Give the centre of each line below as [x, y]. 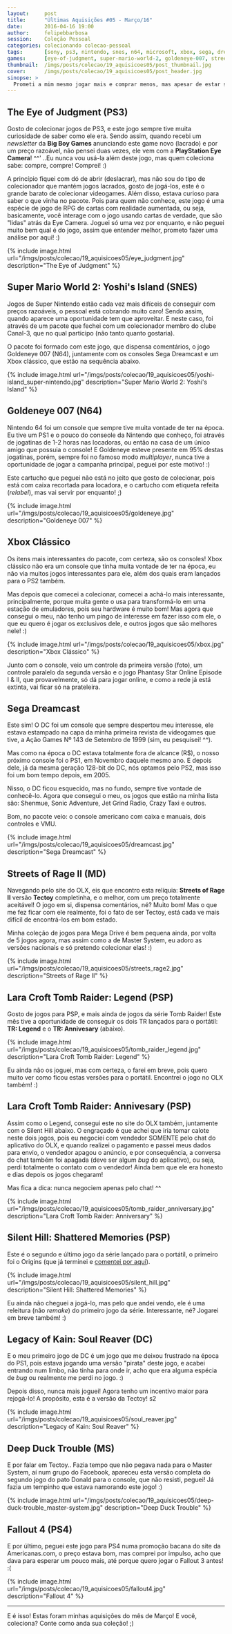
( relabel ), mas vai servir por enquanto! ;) [65, 492]
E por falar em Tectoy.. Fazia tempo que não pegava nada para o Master [110, 1465]
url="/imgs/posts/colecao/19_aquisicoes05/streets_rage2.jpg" [95, 969]
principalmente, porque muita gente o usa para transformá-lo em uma [106, 601]
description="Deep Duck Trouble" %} [158, 1508]
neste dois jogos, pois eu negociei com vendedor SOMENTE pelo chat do [112, 1138]
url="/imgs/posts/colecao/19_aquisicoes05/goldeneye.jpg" [91, 513]
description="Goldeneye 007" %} [55, 520]
